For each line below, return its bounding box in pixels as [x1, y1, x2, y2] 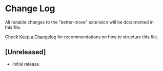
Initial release [12, 61, 39, 67]
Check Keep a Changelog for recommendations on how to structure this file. [5, 34, 159, 40]
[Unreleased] [5, 48, 46, 56]
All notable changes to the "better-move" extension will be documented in [5, 19, 154, 25]
